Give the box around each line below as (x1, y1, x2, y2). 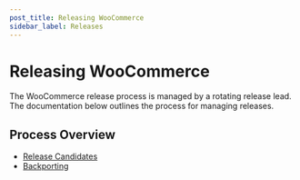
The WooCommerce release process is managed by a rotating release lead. (9, 91, 293, 102)
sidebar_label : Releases (9, 22, 104, 31)
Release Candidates (22, 151, 98, 162)
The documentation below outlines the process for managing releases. (9, 101, 275, 112)
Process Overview (9, 126, 116, 142)
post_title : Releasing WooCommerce (9, 13, 145, 23)
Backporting (22, 161, 69, 172)
